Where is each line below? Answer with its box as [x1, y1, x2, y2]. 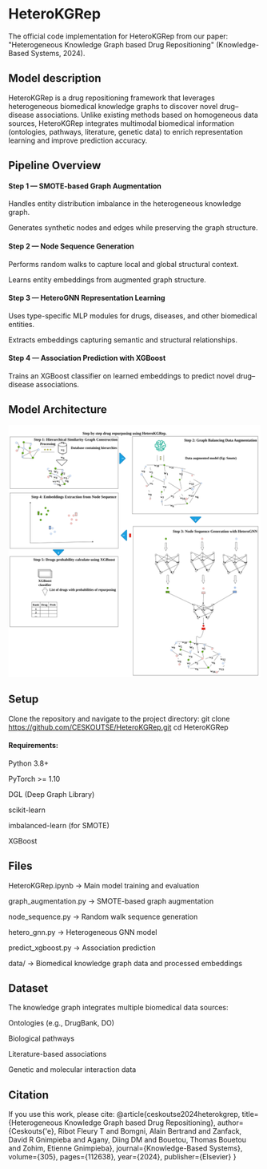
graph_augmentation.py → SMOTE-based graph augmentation [8, 896, 214, 906]
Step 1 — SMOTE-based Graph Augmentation [8, 181, 162, 191]
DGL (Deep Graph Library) [8, 789, 95, 799]
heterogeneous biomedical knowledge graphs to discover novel [8, 101, 218, 111]
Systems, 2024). [30, 48, 86, 58]
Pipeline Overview [8, 159, 102, 172]
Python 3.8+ [8, 758, 50, 768]
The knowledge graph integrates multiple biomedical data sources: [8, 1003, 229, 1013]
